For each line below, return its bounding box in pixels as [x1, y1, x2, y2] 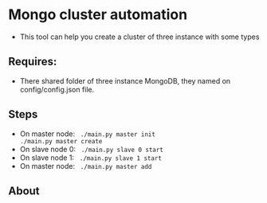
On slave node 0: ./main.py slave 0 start [19, 144, 163, 154]
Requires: [8, 55, 57, 68]
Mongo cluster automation [8, 6, 188, 24]
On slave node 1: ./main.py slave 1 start [19, 153, 162, 162]
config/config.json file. [19, 84, 95, 94]
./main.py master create [19, 137, 103, 145]
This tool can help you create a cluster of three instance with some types [19, 32, 260, 41]
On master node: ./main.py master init [19, 129, 155, 139]
